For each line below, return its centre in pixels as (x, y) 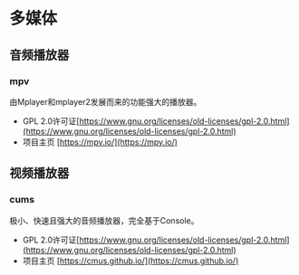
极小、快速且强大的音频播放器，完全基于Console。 (104, 220)
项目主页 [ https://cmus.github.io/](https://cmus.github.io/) (130, 261)
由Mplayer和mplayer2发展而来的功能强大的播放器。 (106, 101)
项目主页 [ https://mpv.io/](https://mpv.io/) (100, 142)
